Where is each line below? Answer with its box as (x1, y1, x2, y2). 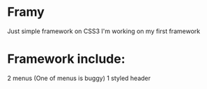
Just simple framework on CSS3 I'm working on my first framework (7, 27, 201, 35)
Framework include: (7, 51, 125, 67)
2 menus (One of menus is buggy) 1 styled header (7, 74, 151, 82)
